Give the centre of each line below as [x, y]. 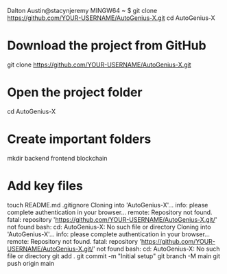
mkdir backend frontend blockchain [57, 158]
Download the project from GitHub [107, 46]
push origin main [31, 263]
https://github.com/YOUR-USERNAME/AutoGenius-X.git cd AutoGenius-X [111, 18]
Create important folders [79, 139]
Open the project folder [75, 92]
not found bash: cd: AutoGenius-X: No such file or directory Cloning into [109, 227]
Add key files [45, 186]
